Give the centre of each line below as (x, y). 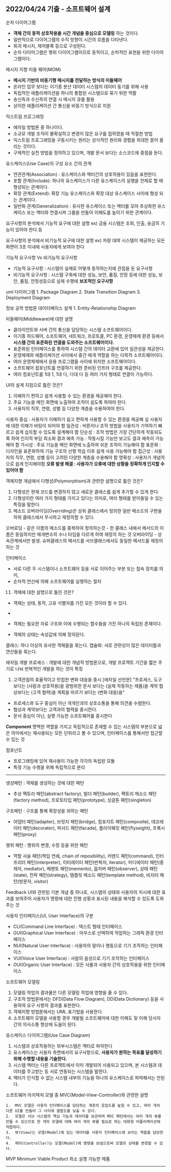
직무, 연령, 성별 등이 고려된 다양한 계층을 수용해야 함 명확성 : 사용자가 (83, 457)
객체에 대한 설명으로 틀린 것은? (43, 592)
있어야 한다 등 (29, 229)
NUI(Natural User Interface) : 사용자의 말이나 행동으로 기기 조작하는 (81, 945)
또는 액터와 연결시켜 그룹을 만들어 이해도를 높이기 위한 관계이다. (90, 212)
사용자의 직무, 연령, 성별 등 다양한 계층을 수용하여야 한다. (69, 408)
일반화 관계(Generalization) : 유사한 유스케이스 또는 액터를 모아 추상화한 (84, 206)
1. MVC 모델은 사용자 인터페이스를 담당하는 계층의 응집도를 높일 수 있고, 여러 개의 (83, 1105)
